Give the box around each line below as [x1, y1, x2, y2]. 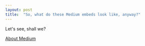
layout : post [5, 7, 33, 12]
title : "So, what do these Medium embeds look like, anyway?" [5, 12, 141, 17]
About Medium [5, 35, 36, 41]
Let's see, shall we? [5, 25, 46, 31]
